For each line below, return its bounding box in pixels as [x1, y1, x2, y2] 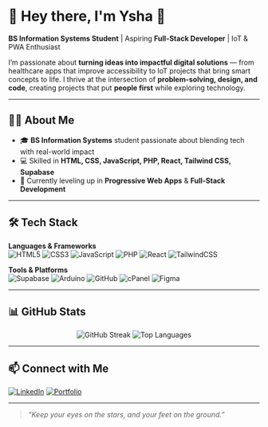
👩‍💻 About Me [8, 113, 75, 127]
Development [19, 184, 66, 194]
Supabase [19, 167, 55, 176]
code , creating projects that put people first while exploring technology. [8, 83, 246, 93]
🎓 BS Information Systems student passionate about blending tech [19, 135, 245, 144]
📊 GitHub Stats [8, 305, 86, 318]
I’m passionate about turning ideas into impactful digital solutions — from [8, 57, 255, 67]
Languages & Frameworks [8, 241, 97, 251]
